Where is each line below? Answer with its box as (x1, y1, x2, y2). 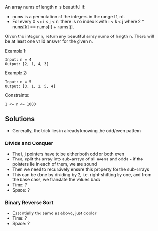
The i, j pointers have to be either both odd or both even (12, 151, 125, 157)
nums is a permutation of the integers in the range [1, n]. (12, 14, 125, 19)
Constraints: (5, 92, 30, 98)
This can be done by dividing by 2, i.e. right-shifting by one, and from (12, 172, 152, 178)
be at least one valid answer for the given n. (5, 38, 93, 44)
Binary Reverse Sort (5, 199, 54, 206)
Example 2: (5, 70, 28, 76)
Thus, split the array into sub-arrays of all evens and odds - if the (12, 156, 143, 162)
